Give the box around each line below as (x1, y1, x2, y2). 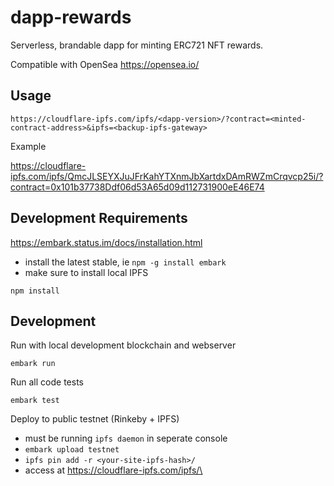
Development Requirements (10, 210, 188, 227)
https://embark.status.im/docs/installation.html (10, 236, 203, 248)
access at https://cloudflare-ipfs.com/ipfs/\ (24, 464, 203, 476)
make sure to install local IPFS (24, 266, 149, 278)
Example (10, 140, 47, 152)
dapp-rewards (10, 6, 132, 29)
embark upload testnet (24, 445, 120, 455)
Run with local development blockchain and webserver (10, 339, 237, 351)
